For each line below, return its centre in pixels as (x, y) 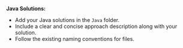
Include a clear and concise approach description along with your (96, 26)
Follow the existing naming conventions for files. (75, 39)
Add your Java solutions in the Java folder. (67, 20)
